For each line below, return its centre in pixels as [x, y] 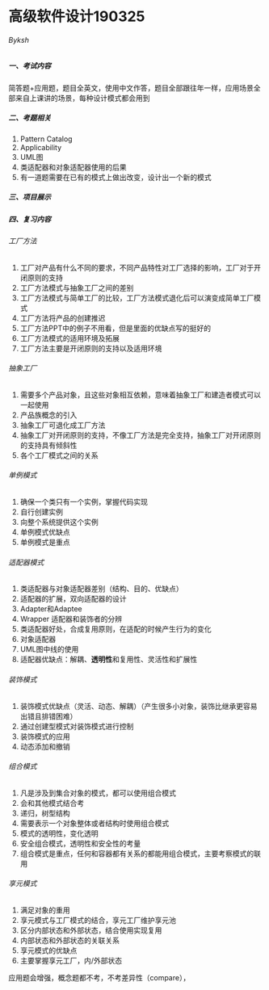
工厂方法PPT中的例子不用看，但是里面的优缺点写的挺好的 [116, 328]
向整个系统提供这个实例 [59, 522]
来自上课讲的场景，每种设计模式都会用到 [82, 98]
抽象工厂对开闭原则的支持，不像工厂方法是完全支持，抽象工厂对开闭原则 [140, 435]
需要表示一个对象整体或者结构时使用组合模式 [95, 823]
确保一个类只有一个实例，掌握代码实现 [84, 502]
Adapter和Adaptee [51, 609]
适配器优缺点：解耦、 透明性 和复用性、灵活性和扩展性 [109, 660]
